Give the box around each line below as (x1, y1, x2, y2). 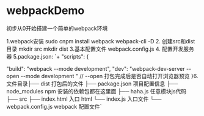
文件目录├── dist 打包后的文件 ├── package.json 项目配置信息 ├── (6, 80, 178, 87)
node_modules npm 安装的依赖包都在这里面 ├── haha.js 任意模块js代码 (6, 87, 187, 95)
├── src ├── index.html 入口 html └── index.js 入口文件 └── (6, 95, 162, 103)
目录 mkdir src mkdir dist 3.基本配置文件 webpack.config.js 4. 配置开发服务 (6, 45, 194, 53)
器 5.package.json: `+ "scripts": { (6, 53, 89, 60)
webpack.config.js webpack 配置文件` (6, 103, 102, 110)
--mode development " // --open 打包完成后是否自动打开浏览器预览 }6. (20, 72, 199, 79)
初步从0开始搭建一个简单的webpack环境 (6, 24, 108, 32)
